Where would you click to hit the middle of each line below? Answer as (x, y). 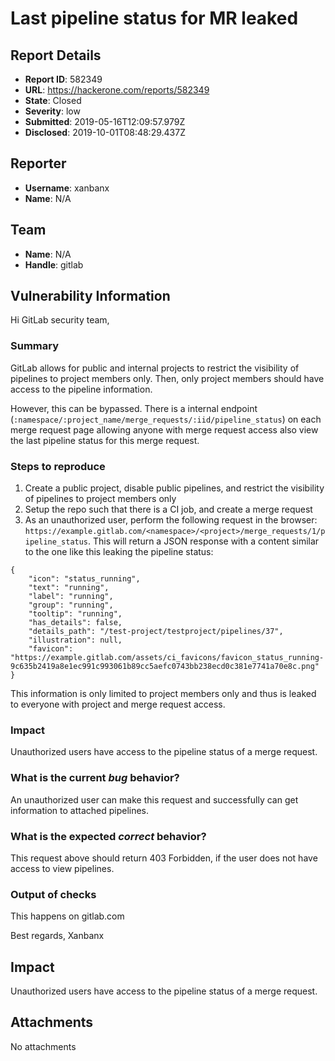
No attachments (43, 1046)
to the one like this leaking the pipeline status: (119, 552)
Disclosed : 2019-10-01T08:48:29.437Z (105, 132)
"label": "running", (71, 597)
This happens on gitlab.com (67, 916)
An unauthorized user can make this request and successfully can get (154, 799)
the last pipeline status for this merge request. (105, 440)
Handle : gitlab (54, 264)
